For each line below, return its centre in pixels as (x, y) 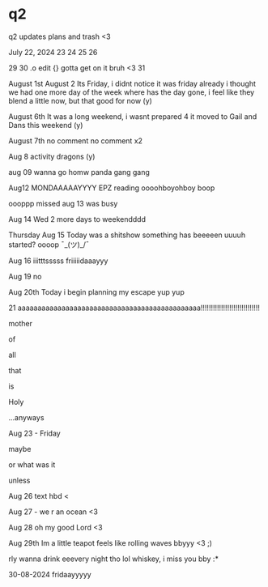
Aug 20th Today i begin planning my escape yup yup (96, 291)
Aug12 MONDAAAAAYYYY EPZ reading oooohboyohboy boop (112, 188)
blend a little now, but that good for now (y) (80, 100)
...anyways (26, 417)
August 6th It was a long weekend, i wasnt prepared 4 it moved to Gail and (133, 116)
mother (20, 323)
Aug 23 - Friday (34, 433)
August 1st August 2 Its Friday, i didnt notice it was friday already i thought (132, 83)
